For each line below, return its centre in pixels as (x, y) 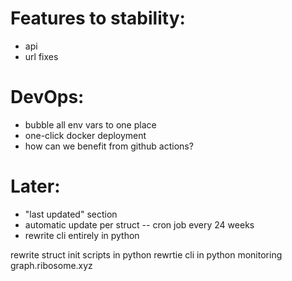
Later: (35, 186)
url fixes (41, 56)
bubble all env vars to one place (90, 124)
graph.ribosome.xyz (51, 265)
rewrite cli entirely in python (82, 235)
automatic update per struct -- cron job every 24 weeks (139, 224)
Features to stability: (98, 18)
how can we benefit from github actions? (109, 146)
